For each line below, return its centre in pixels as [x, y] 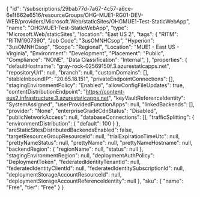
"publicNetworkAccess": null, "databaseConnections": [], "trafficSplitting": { [100, 117]
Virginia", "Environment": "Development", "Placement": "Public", [85, 53]
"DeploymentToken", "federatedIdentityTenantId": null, [74, 162]
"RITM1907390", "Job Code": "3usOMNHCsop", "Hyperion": [80, 41]
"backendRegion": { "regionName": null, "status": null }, [75, 149]
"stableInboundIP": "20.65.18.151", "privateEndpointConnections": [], [90, 79]
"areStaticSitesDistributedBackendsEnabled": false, [70, 130]
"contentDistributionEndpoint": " [46, 92]
